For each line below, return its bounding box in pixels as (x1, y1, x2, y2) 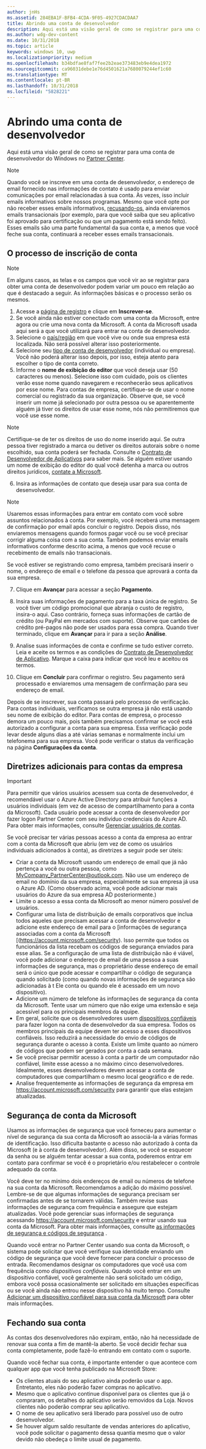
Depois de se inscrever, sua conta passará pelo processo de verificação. (7, 698, 191, 706)
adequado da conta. (7, 1166, 57, 1173)
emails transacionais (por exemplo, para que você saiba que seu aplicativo (7, 210, 195, 218)
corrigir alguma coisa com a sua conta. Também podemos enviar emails (7, 536, 188, 543)
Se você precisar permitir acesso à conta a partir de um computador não (15, 1054, 199, 1061)
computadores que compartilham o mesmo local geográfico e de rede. (15, 1073, 194, 1081)
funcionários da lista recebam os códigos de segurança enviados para (15, 943, 194, 950)
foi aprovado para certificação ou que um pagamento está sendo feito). (7, 217, 187, 225)
